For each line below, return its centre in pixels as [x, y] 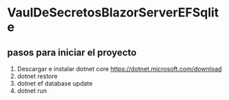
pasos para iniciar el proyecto [72, 52]
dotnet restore [37, 76]
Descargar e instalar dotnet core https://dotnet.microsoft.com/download [119, 69]
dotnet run [32, 91]
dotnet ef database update [55, 83]
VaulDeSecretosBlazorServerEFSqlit [113, 13]
